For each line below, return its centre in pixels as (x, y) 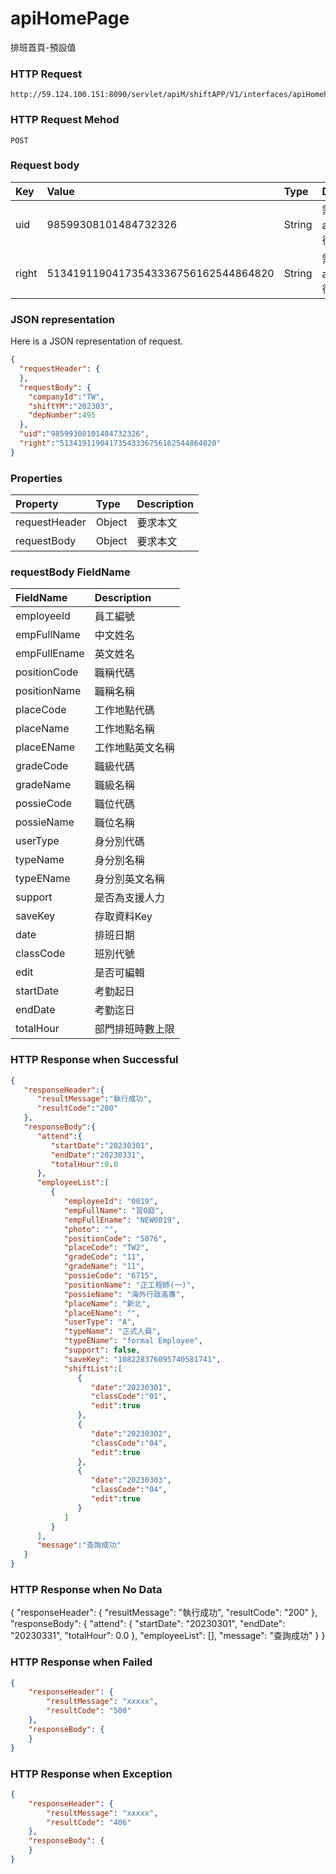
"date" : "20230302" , (131, 1433)
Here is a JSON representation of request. (96, 341)
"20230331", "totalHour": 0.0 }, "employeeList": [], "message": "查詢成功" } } (168, 1636)
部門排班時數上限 (134, 1029)
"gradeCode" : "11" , (104, 1257)
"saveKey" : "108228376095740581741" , (142, 1359)
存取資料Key (123, 917)
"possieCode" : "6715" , (111, 1276)
